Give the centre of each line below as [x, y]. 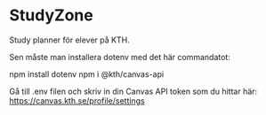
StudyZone [51, 15]
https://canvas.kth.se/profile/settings [77, 100]
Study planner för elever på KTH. [70, 40]
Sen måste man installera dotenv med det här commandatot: [120, 57]
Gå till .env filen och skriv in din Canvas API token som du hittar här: [133, 91]
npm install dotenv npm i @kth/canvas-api [87, 74]
